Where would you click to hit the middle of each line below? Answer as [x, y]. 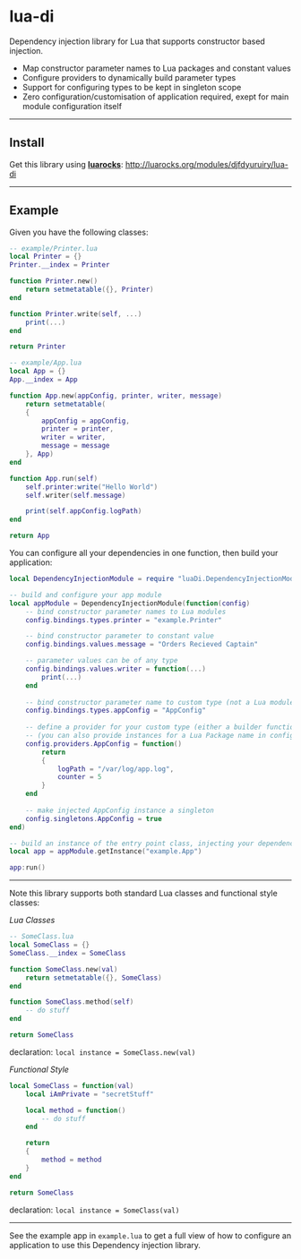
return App [30, 536]
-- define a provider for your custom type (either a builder [144, 727]
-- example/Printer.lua [54, 248]
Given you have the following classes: [79, 232]
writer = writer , [73, 437]
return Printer [38, 347]
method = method [72, 1160]
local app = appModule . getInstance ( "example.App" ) [106, 852]
